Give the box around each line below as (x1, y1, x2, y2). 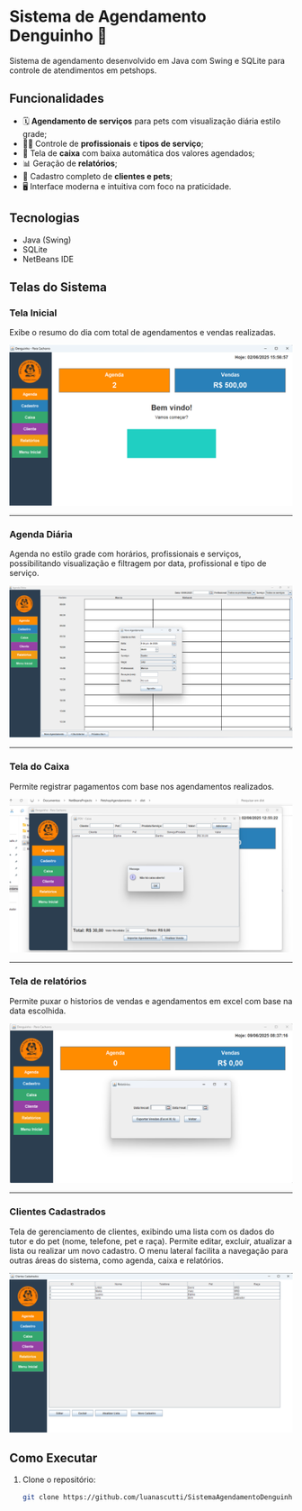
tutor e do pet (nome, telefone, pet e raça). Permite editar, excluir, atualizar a (9, 1235, 292, 1246)
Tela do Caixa (9, 760, 70, 773)
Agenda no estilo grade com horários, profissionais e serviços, (9, 548, 242, 560)
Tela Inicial (9, 307, 58, 319)
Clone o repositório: (22, 1474, 96, 1485)
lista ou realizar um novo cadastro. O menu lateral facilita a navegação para (9, 1245, 289, 1256)
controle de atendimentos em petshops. (9, 65, 157, 76)
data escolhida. (9, 1005, 67, 1016)
